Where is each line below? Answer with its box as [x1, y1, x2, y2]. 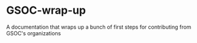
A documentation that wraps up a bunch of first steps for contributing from [6, 23, 192, 30]
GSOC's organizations [6, 29, 61, 36]
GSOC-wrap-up [6, 4, 86, 17]
